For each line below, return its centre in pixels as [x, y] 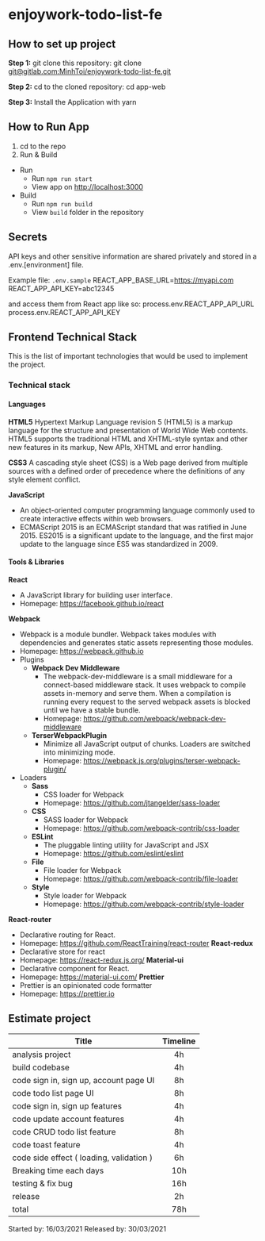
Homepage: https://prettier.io [67, 993]
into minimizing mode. [79, 752]
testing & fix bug [43, 1183]
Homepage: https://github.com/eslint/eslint [114, 853]
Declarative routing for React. [68, 935]
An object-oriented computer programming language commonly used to [137, 510]
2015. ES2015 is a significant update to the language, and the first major [136, 535]
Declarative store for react [62, 951]
